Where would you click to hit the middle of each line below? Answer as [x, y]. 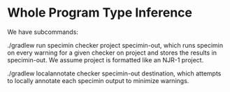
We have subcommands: [43, 32]
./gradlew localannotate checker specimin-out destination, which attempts [114, 73]
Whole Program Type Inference [100, 13]
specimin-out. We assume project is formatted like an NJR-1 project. [106, 59]
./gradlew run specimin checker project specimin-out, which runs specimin [115, 45]
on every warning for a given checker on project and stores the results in [112, 53]
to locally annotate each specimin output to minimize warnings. [98, 80]
